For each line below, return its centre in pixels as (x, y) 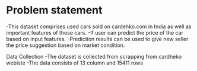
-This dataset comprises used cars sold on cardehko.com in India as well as (99, 26)
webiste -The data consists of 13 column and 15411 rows (75, 63)
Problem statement (54, 10)
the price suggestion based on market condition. (66, 45)
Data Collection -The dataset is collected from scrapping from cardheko (94, 56)
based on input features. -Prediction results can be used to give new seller (97, 39)
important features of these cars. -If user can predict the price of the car (95, 32)
